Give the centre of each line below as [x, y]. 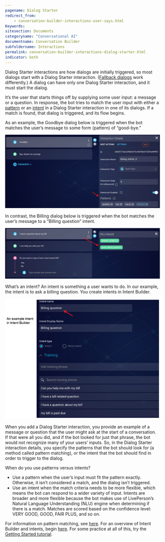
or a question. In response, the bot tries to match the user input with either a [82, 102]
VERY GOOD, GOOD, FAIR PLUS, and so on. [56, 514]
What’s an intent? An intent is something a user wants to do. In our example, [82, 287]
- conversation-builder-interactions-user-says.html [69, 21]
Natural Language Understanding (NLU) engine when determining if [81, 504]
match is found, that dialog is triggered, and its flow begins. [65, 113]
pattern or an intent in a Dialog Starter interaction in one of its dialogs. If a [79, 108]
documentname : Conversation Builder [42, 42]
